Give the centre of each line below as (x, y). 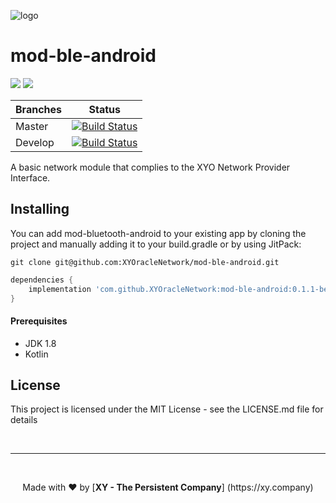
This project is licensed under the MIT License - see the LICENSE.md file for (167, 409)
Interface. (30, 177)
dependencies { (42, 280)
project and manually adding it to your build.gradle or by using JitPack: (156, 244)
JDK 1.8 (40, 343)
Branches (38, 109)
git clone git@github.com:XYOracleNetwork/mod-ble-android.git (145, 262)
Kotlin (36, 354)
